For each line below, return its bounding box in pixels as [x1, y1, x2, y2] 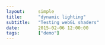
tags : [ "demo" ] [6, 30, 60, 36]
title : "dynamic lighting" [6, 14, 86, 20]
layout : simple [6, 8, 55, 15]
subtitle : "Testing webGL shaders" [6, 19, 100, 25]
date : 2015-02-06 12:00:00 [6, 25, 89, 31]
